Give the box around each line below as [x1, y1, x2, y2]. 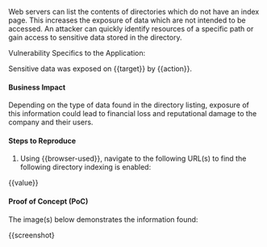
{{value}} [8, 178, 39, 188]
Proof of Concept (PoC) [8, 197, 89, 206]
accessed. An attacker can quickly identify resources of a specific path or [8, 24, 254, 33]
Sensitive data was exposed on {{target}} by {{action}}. [8, 64, 192, 73]
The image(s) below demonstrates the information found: [8, 214, 198, 224]
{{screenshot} [8, 230, 55, 240]
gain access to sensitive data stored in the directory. [8, 32, 182, 42]
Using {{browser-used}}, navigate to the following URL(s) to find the [19, 153, 247, 164]
